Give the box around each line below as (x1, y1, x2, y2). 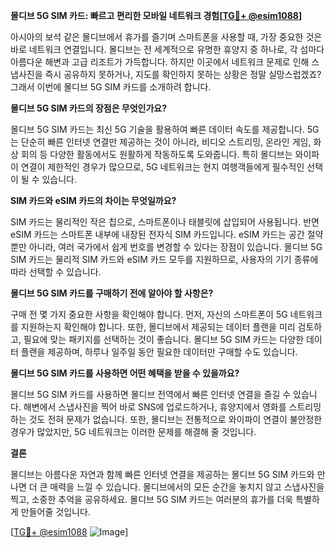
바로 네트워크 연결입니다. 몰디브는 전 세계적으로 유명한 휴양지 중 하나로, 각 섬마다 (10, 44, 325, 55)
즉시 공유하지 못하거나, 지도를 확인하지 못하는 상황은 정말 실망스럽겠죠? (44, 69, 322, 80)
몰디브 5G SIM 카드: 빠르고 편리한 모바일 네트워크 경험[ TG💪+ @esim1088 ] (10, 10, 303, 21)
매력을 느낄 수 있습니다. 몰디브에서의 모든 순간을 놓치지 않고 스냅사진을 (49, 481, 325, 493)
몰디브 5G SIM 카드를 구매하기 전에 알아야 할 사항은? (10, 287, 214, 299)
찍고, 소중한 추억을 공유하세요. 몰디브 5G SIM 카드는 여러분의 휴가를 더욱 (10, 494, 294, 505)
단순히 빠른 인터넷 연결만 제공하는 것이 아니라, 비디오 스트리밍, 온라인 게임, (20, 136, 312, 148)
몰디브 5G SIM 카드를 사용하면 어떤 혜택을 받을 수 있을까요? (10, 367, 240, 379)
